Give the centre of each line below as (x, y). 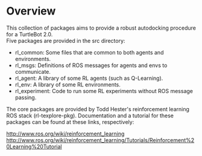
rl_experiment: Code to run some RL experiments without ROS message (104, 91)
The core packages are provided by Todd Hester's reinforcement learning (98, 109)
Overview (31, 11)
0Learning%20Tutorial (34, 146)
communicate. (33, 71)
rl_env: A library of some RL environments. (68, 84)
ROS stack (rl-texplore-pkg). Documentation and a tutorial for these (90, 115)
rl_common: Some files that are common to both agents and (89, 52)
